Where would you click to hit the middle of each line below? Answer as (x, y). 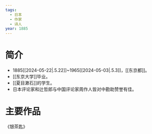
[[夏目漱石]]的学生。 (34, 83)
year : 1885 (17, 29)
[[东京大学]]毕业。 (31, 77)
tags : (11, 10)
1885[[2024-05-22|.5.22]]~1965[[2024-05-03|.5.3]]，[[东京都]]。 (81, 70)
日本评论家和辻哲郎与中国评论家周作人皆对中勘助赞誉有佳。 (74, 90)
